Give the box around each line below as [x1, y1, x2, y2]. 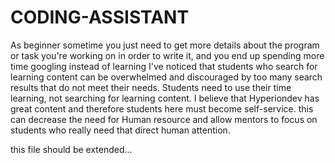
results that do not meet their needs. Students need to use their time [10, 81, 292, 93]
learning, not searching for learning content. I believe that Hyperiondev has [10, 92, 320, 104]
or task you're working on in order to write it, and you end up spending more [10, 49, 325, 61]
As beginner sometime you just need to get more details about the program [10, 39, 320, 51]
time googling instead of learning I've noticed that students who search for [10, 60, 318, 72]
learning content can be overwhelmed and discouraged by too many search [10, 71, 323, 83]
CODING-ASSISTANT [10, 6, 190, 29]
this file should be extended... [10, 143, 133, 155]
